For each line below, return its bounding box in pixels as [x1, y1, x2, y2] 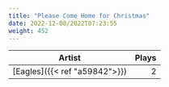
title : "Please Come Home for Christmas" [8, 11, 150, 20]
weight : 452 [8, 27, 49, 35]
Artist [58, 52, 81, 64]
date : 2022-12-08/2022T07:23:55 [8, 19, 117, 27]
